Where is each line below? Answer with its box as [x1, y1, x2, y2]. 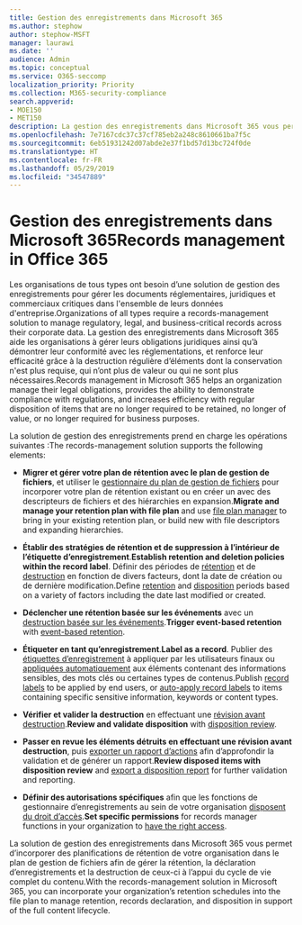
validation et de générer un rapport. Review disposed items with [22, 756, 261, 766]
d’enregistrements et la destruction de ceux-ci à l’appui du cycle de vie [9, 866, 271, 878]
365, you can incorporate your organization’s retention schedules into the [9, 886, 281, 897]
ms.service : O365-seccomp [9, 72, 106, 81]
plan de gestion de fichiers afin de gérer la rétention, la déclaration [9, 857, 256, 868]
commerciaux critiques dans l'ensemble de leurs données [9, 298, 224, 309]
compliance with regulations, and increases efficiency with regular [9, 394, 255, 405]
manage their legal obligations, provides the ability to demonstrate [9, 385, 254, 395]
